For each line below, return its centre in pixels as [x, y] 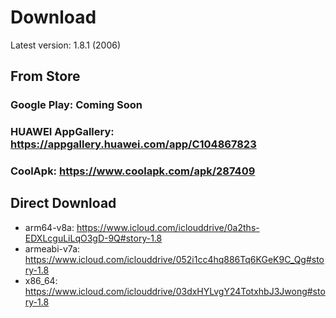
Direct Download [63, 203]
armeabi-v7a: [52, 248]
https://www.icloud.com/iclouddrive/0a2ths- [168, 227]
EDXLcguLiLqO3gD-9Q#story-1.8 [93, 238]
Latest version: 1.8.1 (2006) [66, 45]
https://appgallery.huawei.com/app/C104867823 [133, 144]
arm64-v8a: [49, 227]
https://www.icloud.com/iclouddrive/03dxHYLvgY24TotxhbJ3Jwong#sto [175, 291]
